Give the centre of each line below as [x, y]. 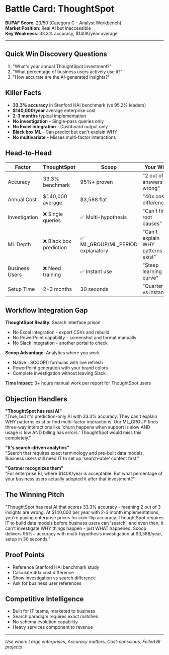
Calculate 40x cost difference [43, 572]
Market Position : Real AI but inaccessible [48, 28]
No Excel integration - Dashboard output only [60, 126]
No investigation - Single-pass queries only [58, 121]
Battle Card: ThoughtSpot [60, 9]
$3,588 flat [94, 200]
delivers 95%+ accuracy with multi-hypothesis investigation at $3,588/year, [84, 533]
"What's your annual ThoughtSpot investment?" [62, 66]
